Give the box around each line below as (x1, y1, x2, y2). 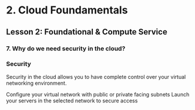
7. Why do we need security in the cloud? (6, 44, 126, 53)
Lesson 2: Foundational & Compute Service (6, 27, 167, 37)
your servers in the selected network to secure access (6, 97, 138, 104)
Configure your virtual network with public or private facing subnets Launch (6, 91, 190, 98)
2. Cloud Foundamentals (6, 4, 128, 17)
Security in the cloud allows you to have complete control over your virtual (6, 73, 186, 80)
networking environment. (6, 80, 67, 87)
